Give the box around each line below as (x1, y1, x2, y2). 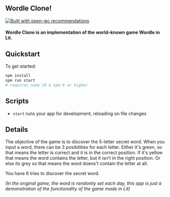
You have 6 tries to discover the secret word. (5, 170, 100, 177)
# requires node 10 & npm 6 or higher (5, 82, 88, 87)
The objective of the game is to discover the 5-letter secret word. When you (5, 139, 165, 145)
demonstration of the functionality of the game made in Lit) (5, 186, 130, 192)
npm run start (5, 78, 36, 83)
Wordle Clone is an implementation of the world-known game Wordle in (5, 29, 160, 35)
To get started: (5, 63, 37, 70)
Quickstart (5, 50, 40, 58)
